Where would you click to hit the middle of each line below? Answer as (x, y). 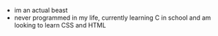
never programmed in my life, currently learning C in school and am (112, 18)
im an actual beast (41, 10)
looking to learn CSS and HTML (60, 25)
